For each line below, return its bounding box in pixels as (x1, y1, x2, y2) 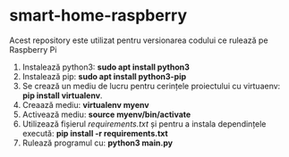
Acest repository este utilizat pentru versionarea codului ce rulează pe (9, 35, 268, 45)
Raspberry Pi (9, 44, 57, 54)
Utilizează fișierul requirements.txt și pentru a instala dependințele (21, 118, 267, 129)
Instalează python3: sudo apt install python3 (21, 62, 191, 72)
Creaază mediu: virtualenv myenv (21, 99, 149, 110)
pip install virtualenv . (21, 90, 103, 101)
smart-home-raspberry (9, 5, 188, 26)
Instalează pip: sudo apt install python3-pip (21, 70, 187, 81)
